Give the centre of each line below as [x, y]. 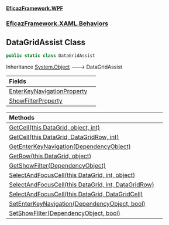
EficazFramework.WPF [35, 8]
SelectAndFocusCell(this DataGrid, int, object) [72, 175]
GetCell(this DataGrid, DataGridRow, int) [64, 137]
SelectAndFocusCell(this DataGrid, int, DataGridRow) [82, 185]
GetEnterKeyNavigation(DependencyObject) [70, 146]
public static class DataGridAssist [51, 56]
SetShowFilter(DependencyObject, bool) [65, 213]
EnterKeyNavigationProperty [48, 91]
